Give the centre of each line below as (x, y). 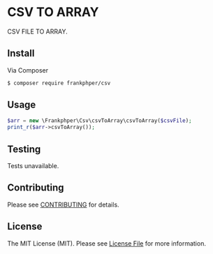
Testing (24, 149)
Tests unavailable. (33, 166)
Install (21, 53)
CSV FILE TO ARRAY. (37, 31)
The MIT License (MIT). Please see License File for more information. (106, 243)
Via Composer (28, 70)
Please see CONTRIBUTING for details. (64, 204)
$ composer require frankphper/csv (59, 83)
